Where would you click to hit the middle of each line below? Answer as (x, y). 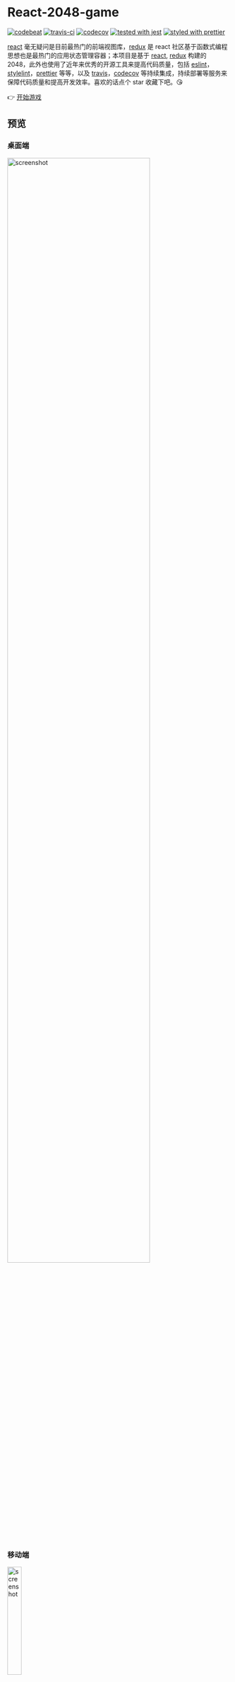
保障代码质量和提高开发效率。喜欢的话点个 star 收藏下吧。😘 (95, 81)
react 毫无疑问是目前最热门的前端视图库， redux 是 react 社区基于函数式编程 (117, 46)
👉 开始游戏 (25, 97)
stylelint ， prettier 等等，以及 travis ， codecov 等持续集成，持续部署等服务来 (117, 73)
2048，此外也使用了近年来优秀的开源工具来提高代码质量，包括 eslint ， (110, 64)
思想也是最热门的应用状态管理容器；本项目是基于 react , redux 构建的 (107, 55)
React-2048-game (63, 12)
